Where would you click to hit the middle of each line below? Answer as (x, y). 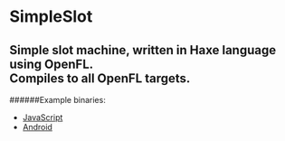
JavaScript (43, 117)
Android (37, 127)
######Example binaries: (57, 100)
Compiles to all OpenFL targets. (100, 78)
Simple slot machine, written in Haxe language (143, 50)
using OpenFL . (52, 64)
